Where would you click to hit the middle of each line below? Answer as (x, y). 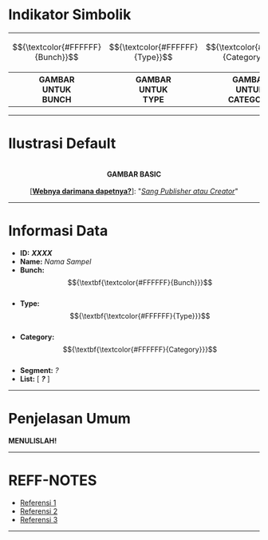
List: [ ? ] (35, 379)
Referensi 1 (38, 502)
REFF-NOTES (53, 480)
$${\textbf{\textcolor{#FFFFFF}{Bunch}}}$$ (140, 282)
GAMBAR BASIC (134, 174)
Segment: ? (39, 370)
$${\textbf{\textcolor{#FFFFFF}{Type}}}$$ (140, 316)
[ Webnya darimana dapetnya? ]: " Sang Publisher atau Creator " (134, 191)
